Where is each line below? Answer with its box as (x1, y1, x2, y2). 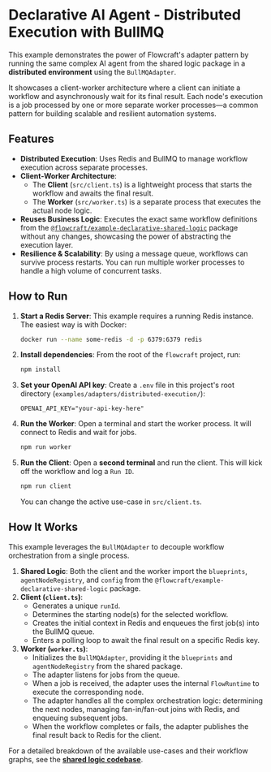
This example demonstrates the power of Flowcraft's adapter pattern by (8, 50, 249, 59)
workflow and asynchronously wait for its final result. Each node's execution (8, 91, 264, 101)
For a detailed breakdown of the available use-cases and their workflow (8, 745, 249, 756)
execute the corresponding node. (32, 687, 144, 697)
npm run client (19, 482, 72, 490)
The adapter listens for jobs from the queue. (32, 670, 180, 679)
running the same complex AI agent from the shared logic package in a (8, 58, 246, 68)
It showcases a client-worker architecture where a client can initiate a (8, 83, 241, 93)
